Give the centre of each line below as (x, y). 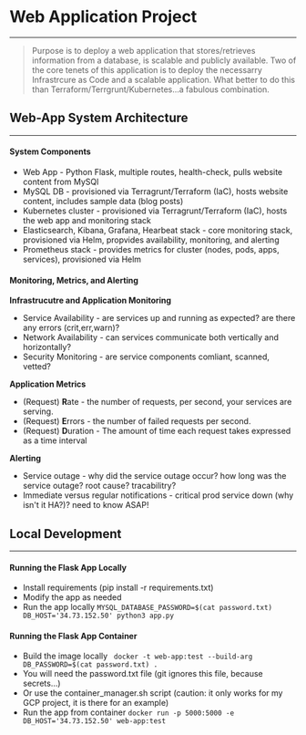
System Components (50, 151)
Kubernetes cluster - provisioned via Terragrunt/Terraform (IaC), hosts (155, 211)
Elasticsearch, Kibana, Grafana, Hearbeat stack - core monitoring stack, (158, 230)
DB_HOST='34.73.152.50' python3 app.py (98, 616)
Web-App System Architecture (99, 118)
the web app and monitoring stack (87, 220)
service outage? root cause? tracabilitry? (99, 486)
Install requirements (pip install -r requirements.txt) (118, 588)
